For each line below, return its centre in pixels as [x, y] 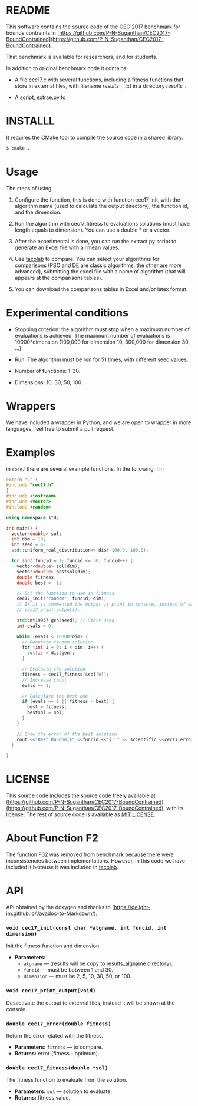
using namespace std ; [33, 517]
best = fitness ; [47, 707]
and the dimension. [38, 212]
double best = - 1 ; [39, 583]
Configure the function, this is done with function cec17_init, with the [98, 199]
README [28, 10]
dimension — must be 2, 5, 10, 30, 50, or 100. [77, 976]
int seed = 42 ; [30, 545]
